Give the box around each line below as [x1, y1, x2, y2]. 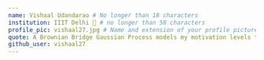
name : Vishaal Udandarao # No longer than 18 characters [8, 11, 199, 19]
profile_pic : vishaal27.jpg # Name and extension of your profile [8, 26, 230, 34]
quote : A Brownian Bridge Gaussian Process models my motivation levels [8, 33, 251, 41]
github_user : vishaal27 [8, 41, 86, 48]
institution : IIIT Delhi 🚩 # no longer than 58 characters [8, 19, 206, 26]
